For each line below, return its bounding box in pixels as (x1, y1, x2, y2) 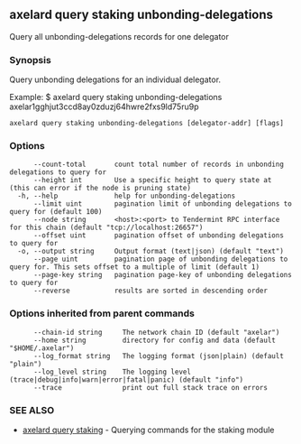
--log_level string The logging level (32, 367, 192, 376)
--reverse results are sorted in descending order (32, 286, 269, 296)
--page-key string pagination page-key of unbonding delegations (32, 271, 293, 280)
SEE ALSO (9, 403, 55, 416)
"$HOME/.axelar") (9, 343, 75, 353)
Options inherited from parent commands (9, 307, 196, 319)
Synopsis (9, 53, 51, 66)
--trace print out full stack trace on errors (32, 383, 269, 392)
